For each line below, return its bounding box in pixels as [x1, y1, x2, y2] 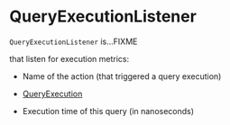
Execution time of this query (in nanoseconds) [22, 105, 195, 116]
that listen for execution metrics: [9, 53, 130, 64]
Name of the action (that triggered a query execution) [22, 70, 222, 82]
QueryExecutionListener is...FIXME [9, 36, 138, 47]
